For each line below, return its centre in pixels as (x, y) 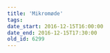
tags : (15, 20)
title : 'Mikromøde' (35, 13)
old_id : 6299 (26, 39)
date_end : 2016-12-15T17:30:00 (52, 33)
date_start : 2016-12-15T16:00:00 (55, 26)
